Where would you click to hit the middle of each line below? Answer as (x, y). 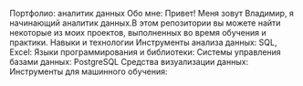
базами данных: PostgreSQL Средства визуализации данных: (129, 62)
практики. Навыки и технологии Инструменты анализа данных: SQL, (143, 42)
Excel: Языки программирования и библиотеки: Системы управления (145, 52)
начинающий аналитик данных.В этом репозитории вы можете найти (145, 23)
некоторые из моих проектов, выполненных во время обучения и (138, 32)
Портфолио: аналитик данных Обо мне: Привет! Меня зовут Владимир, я (152, 13)
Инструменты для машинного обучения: (89, 71)
